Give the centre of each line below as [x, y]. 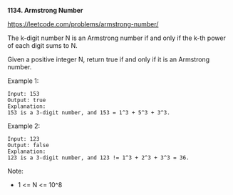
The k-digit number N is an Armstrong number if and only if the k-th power [116, 38]
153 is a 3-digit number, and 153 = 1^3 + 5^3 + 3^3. [89, 113]
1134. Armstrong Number [45, 10]
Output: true [27, 100]
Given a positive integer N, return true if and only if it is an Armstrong [109, 59]
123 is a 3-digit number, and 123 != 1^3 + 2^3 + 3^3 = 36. [99, 158]
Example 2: [24, 126]
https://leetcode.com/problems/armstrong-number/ [83, 24]
